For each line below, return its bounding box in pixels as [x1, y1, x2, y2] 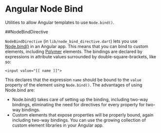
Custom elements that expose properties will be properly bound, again [12, 112, 154, 117]
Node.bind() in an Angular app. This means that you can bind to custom [5, 43, 148, 49]
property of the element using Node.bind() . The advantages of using [5, 82, 143, 88]
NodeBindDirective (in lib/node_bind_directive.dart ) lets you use [5, 38, 138, 44]
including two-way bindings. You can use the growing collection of [12, 117, 146, 123]
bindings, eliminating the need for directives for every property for [12, 101, 145, 107]
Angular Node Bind [5, 3, 84, 15]
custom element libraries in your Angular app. [12, 122, 104, 128]
